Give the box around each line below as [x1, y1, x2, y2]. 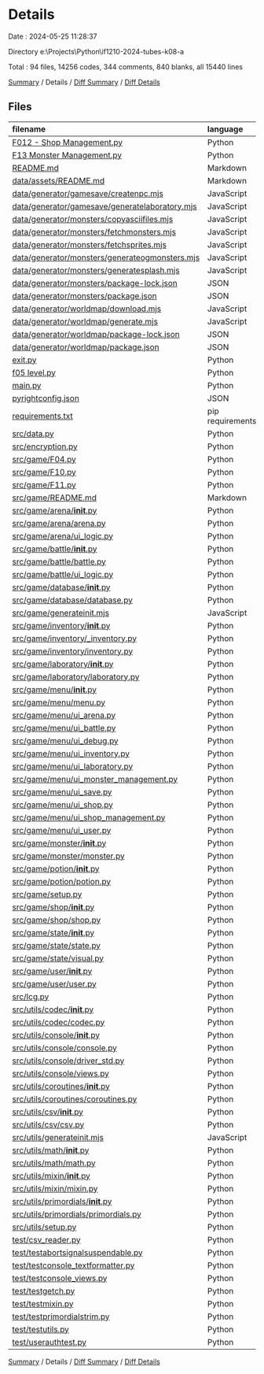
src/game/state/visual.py [12, 953, 104, 964]
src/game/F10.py [12, 466, 76, 477]
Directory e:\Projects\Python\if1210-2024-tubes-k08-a [8, 46, 185, 56]
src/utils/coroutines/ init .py [12, 1080, 110, 1091]
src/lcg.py [12, 991, 49, 1002]
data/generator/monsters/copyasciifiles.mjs [12, 213, 174, 224]
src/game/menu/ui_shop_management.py [12, 812, 166, 823]
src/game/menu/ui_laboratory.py [12, 761, 134, 772]
